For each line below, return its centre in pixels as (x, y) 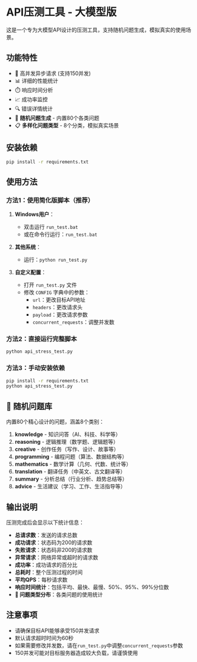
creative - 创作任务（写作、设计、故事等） (67, 449)
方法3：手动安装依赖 (36, 368)
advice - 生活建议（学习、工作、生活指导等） (70, 487)
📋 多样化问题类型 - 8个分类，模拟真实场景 (67, 125)
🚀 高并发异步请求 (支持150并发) (53, 73)
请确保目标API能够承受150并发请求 (57, 630)
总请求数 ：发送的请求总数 (46, 535)
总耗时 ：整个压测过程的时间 (49, 572)
